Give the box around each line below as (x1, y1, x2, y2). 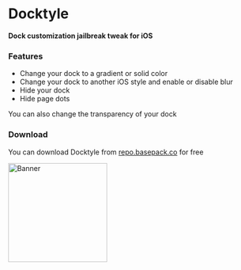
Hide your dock (19, 86, 70, 95)
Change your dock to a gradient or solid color (19, 69, 168, 78)
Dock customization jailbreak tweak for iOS (8, 31, 153, 40)
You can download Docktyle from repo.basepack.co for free (8, 147, 204, 157)
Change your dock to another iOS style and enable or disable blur (19, 77, 233, 87)
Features (8, 51, 43, 62)
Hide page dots (19, 94, 70, 104)
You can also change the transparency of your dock (8, 109, 177, 119)
